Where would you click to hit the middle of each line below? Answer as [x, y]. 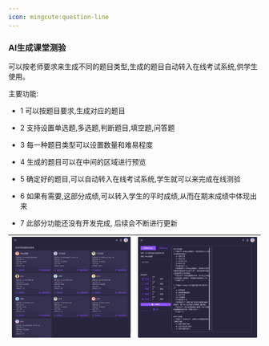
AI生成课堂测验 [37, 47]
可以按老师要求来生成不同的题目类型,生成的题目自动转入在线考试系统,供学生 [133, 66]
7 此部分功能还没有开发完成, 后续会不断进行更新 [98, 223]
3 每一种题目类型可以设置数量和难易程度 [86, 145]
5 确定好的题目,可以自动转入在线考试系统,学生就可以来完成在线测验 [130, 179]
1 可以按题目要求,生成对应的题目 [72, 110]
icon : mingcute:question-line [59, 17]
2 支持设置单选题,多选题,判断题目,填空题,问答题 [97, 128]
